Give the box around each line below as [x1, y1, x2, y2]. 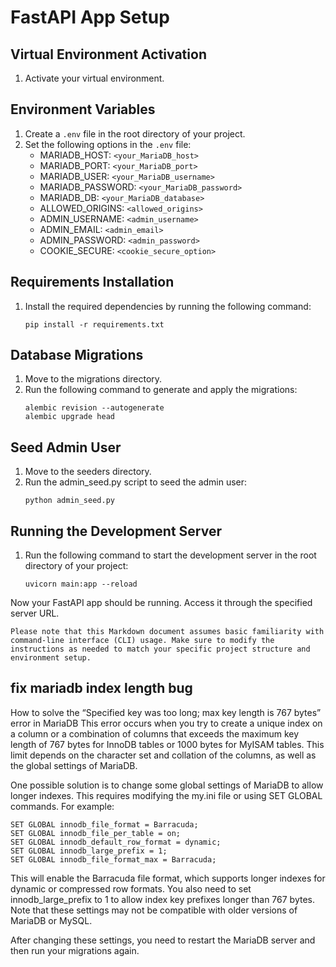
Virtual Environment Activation [10, 46, 207, 63]
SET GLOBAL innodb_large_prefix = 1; [10, 846, 168, 856]
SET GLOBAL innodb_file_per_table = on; [10, 828, 182, 838]
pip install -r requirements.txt [24, 319, 165, 330]
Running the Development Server [10, 522, 222, 540]
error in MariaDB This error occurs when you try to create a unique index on [10, 717, 323, 729]
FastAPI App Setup [10, 6, 170, 29]
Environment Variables [10, 101, 156, 118]
